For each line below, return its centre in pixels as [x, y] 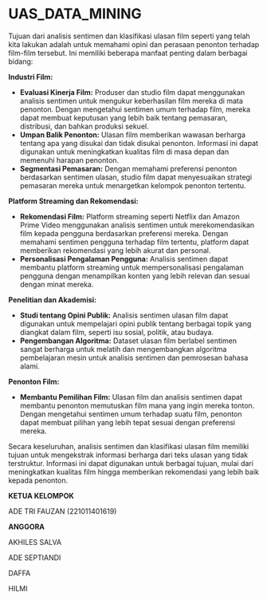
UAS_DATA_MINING [75, 14]
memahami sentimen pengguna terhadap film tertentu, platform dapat [134, 242]
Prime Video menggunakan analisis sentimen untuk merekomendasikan [137, 225]
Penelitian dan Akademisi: [53, 299]
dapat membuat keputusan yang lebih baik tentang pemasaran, [124, 117]
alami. [29, 366]
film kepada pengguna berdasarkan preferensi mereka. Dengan [124, 233]
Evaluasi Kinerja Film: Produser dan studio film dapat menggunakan [132, 92]
